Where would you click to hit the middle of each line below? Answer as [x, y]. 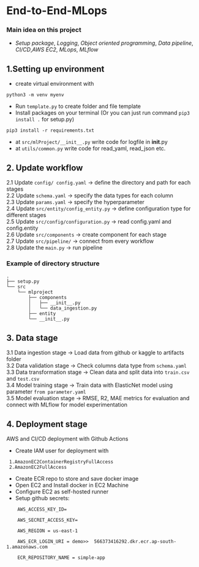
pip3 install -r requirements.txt [51, 131]
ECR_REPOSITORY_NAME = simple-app [61, 558]
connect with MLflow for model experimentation [67, 405]
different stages [26, 215]
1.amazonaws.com [27, 547]
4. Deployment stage [47, 424]
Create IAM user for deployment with [62, 451]
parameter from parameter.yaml [46, 392]
